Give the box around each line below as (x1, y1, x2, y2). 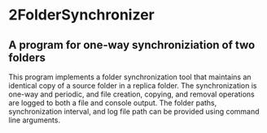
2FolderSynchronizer (8, 6, 155, 24)
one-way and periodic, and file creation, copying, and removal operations (8, 89, 255, 99)
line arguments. (8, 115, 61, 125)
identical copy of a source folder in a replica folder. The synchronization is (8, 81, 258, 90)
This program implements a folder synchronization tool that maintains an (8, 72, 252, 82)
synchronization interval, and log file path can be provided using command (8, 107, 260, 116)
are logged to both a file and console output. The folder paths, (8, 98, 217, 107)
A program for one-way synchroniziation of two (8, 38, 256, 52)
